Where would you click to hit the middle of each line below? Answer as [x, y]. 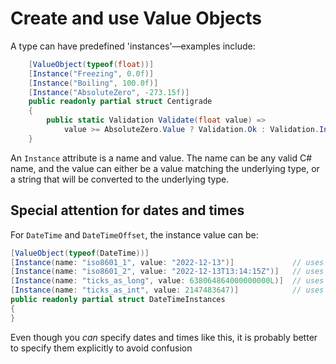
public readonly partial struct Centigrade [120, 102]
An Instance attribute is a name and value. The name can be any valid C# [161, 158]
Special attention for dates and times [127, 210]
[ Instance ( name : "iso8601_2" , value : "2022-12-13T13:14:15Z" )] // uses [167, 272]
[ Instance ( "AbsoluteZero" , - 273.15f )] [109, 92]
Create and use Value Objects [136, 18]
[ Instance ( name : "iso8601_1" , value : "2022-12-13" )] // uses [167, 262]
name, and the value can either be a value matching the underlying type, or [165, 168]
